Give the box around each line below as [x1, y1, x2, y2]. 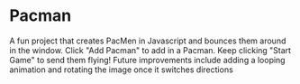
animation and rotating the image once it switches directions [9, 64, 234, 75]
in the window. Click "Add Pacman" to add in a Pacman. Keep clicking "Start [9, 44, 291, 55]
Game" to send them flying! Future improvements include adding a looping [9, 54, 286, 65]
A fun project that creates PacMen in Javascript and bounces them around [9, 35, 286, 46]
